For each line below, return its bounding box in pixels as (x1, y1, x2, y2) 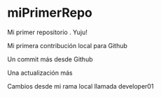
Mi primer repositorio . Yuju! (7, 28, 87, 36)
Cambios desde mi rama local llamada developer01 (7, 82, 154, 90)
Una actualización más (7, 68, 73, 77)
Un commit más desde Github (7, 54, 93, 64)
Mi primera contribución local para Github (7, 41, 128, 50)
